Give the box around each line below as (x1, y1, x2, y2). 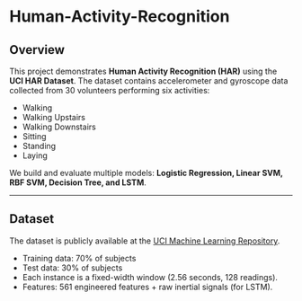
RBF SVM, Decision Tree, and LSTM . (9, 177, 147, 188)
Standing (22, 141, 57, 151)
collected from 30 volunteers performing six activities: (9, 85, 210, 95)
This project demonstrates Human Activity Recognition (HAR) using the (9, 66, 278, 76)
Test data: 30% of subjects (22, 262, 123, 273)
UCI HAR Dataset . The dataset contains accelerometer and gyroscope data (9, 75, 289, 86)
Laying (22, 150, 48, 161)
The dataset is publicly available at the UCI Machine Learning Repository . (9, 235, 280, 246)
